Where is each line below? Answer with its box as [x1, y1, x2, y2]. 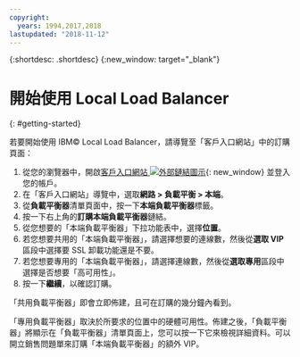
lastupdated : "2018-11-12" [9, 29, 110, 38]
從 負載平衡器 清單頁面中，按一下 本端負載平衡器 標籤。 [21, 200, 219, 211]
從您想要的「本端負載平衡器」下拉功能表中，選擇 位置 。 [21, 222, 226, 233]
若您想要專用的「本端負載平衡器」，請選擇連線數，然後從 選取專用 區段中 [21, 256, 285, 267]
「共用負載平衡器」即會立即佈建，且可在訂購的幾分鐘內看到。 [9, 297, 237, 308]
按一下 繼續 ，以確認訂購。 [21, 278, 117, 289]
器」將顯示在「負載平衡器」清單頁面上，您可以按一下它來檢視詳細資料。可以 [9, 328, 291, 338]
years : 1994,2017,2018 [17, 21, 102, 30]
